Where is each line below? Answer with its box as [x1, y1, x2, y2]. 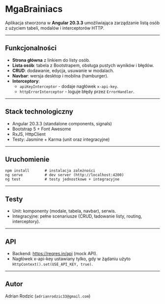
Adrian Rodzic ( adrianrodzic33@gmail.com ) [5, 293, 91, 299]
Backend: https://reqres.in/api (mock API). [12, 251, 98, 256]
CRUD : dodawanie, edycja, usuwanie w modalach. [12, 68, 114, 74]
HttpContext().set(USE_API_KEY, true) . [12, 261, 93, 267]
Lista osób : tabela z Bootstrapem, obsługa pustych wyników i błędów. [12, 62, 154, 68]
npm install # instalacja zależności [5, 168, 96, 173]
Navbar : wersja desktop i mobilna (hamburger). [12, 73, 109, 78]
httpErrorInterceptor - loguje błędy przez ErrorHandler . [19, 88, 135, 94]
